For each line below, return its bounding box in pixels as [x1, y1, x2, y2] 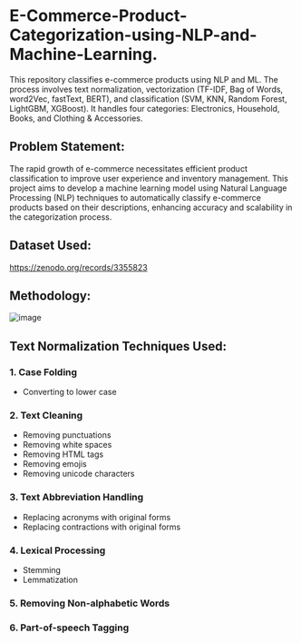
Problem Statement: [9, 139, 125, 154]
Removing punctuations [22, 430, 112, 440]
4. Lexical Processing [9, 544, 106, 557]
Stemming [22, 564, 62, 575]
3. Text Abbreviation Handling [9, 491, 144, 504]
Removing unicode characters [22, 469, 135, 480]
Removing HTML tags [22, 449, 104, 460]
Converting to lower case [22, 387, 117, 398]
